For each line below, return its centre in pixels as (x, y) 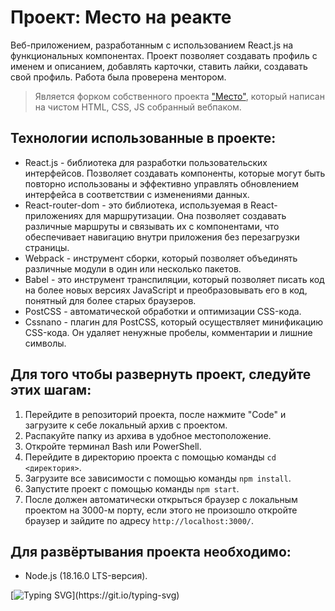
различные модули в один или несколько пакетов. (133, 268)
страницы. (47, 247)
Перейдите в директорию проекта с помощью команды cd (150, 457)
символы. (45, 343)
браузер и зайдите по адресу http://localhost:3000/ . (139, 520)
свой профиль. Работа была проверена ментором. (118, 77)
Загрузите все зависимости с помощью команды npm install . (158, 478)
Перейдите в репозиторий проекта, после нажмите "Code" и (155, 414)
